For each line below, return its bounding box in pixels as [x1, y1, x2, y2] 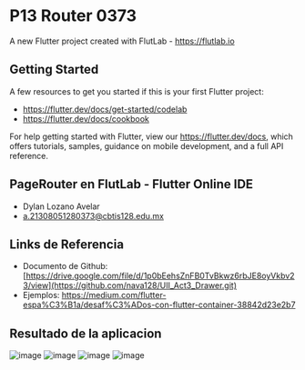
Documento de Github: [22, 261, 108, 272]
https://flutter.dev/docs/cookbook [22, 113, 150, 124]
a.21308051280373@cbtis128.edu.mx [22, 210, 164, 221]
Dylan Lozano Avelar [22, 201, 100, 212]
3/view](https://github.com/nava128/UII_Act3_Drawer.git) [22, 280, 238, 291]
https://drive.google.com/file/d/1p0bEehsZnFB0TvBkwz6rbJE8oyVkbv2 [25, 270, 295, 282]
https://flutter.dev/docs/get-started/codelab [22, 104, 188, 115]
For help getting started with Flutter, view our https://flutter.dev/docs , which [9, 131, 294, 142]
